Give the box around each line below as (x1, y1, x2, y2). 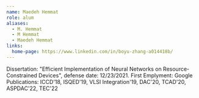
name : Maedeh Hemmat (6, 9, 59, 15)
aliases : (6, 20, 29, 26)
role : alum (6, 15, 34, 21)
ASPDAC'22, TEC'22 (6, 85, 58, 92)
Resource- (162, 65, 190, 72)
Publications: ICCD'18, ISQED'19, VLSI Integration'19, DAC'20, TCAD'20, (6, 78, 186, 85)
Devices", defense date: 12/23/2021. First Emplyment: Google (38, 71, 194, 79)
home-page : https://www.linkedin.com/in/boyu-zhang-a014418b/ (12, 49, 173, 55)
